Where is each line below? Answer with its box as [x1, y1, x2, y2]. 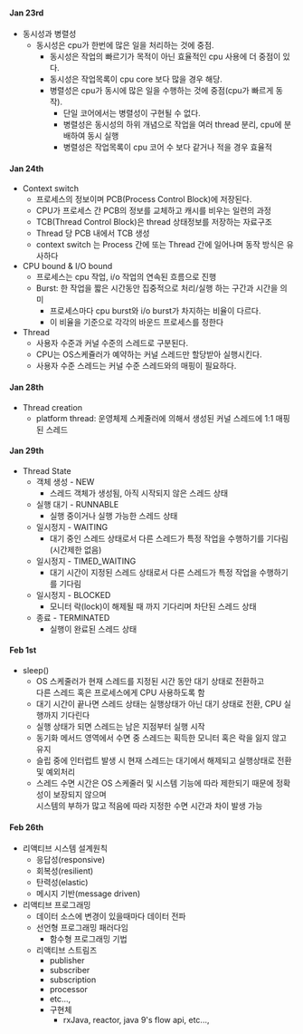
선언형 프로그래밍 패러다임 [35, 923, 129, 933]
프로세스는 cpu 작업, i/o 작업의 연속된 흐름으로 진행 [35, 272, 217, 283]
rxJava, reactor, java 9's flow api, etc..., [62, 1015, 210, 1026]
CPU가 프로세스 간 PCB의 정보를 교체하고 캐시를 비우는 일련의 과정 [35, 205, 271, 217]
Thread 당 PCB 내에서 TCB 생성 [35, 227, 150, 239]
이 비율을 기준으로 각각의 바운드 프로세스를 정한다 [49, 317, 224, 328]
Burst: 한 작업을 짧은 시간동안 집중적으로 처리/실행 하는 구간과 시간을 [35, 283, 279, 294]
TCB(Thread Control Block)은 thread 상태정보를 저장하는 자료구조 [35, 217, 273, 227]
